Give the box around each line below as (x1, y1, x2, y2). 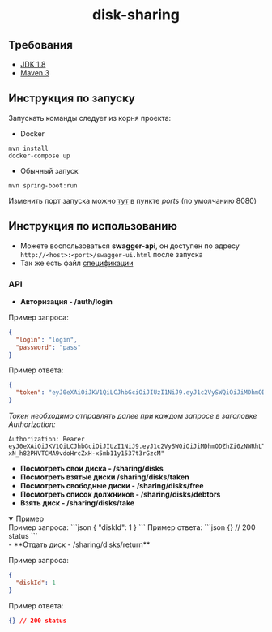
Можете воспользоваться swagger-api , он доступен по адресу (19, 241, 240, 251)
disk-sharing (91, 6, 181, 24)
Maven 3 (19, 68, 50, 78)
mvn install (8, 144, 49, 153)
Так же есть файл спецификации (19, 258, 134, 268)
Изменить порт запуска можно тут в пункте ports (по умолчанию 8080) (8, 196, 257, 205)
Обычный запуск (19, 166, 79, 175)
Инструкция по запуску (8, 92, 135, 105)
